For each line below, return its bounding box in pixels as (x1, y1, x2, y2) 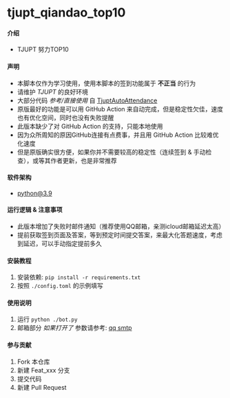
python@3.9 (17, 189, 53, 197)
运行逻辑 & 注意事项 (7, 206, 63, 214)
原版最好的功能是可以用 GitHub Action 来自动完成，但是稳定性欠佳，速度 (17, 104, 224, 113)
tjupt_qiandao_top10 (7, 5, 126, 21)
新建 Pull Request (17, 383, 67, 391)
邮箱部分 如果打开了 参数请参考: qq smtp (17, 324, 132, 332)
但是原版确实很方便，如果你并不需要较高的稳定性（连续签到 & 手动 (17, 148, 206, 156)
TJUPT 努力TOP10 (17, 45, 69, 54)
